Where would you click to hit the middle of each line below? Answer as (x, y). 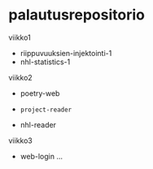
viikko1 (20, 37)
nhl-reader (38, 124)
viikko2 (20, 77)
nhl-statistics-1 (45, 62)
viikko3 (20, 141)
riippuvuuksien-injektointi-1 (66, 53)
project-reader (46, 110)
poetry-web (40, 93)
